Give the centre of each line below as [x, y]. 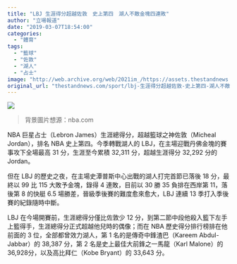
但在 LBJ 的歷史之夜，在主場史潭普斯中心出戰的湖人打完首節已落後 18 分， [115, 176]
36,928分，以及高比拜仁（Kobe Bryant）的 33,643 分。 [88, 253]
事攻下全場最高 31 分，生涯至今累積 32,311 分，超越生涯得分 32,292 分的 [112, 153]
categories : [25, 33]
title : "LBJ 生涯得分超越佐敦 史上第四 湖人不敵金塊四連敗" [88, 14]
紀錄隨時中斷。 [41, 203]
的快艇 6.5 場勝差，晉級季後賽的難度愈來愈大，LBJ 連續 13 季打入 [122, 194]
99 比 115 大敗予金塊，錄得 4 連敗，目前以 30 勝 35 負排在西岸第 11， [121, 185]
